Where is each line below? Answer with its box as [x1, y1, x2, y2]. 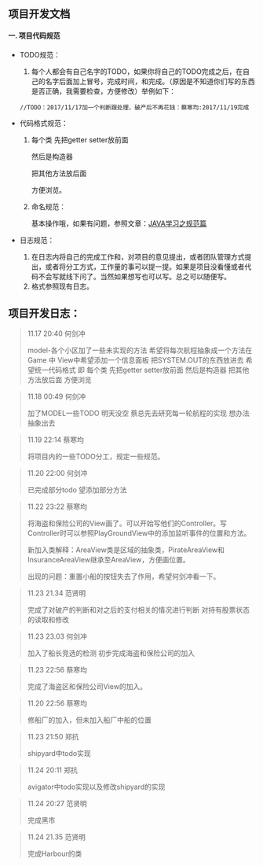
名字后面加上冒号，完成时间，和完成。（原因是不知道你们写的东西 [45, 76, 255, 86]
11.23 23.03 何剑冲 [27, 632, 88, 641]
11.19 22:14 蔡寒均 [27, 435, 85, 444]
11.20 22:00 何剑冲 [27, 469, 88, 478]
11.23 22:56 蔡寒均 [27, 665, 88, 675]
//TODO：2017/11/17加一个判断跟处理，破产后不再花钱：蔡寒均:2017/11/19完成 [19, 103, 250, 112]
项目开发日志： [8, 306, 81, 320]
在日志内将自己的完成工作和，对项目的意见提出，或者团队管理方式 [31, 252, 245, 261]
